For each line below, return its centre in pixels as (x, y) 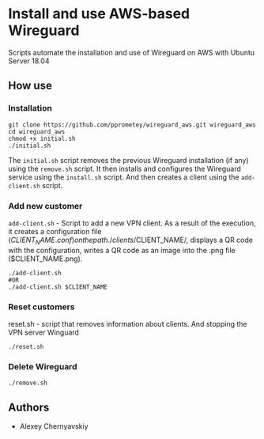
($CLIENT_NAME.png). (45, 259)
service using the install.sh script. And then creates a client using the (124, 177)
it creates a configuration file (55, 231)
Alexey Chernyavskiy (54, 426)
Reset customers (41, 307)
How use (30, 86)
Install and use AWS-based (99, 14)
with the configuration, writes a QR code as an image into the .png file (122, 250)
